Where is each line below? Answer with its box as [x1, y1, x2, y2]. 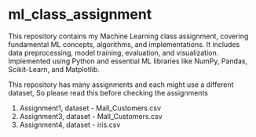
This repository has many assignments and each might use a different [8, 80, 234, 89]
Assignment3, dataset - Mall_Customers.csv [19, 111, 163, 121]
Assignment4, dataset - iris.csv [19, 120, 121, 129]
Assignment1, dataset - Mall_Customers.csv [19, 103, 162, 113]
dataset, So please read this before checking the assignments [8, 88, 208, 97]
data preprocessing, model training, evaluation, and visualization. [8, 48, 219, 57]
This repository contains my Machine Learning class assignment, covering [8, 31, 249, 41]
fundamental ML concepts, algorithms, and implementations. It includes [8, 39, 240, 49]
